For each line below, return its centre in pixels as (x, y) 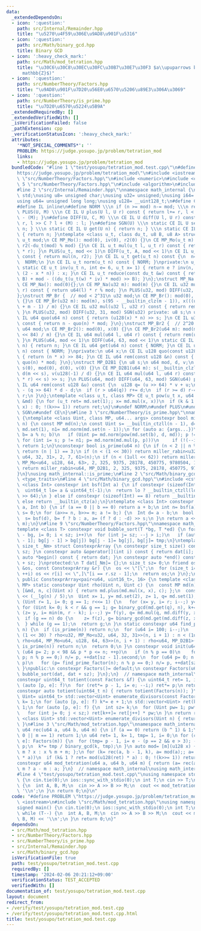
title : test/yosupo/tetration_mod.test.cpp (61, 919)
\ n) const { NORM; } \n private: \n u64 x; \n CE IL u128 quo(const (100, 351)
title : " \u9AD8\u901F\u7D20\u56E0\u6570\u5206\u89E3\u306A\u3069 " (101, 90)
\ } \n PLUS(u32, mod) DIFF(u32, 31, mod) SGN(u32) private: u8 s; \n (104, 313)
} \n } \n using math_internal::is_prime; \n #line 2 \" (81, 474)
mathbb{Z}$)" (38, 73)
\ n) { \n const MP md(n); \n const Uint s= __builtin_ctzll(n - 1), (103, 424)
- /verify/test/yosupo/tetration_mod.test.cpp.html (72, 914)
